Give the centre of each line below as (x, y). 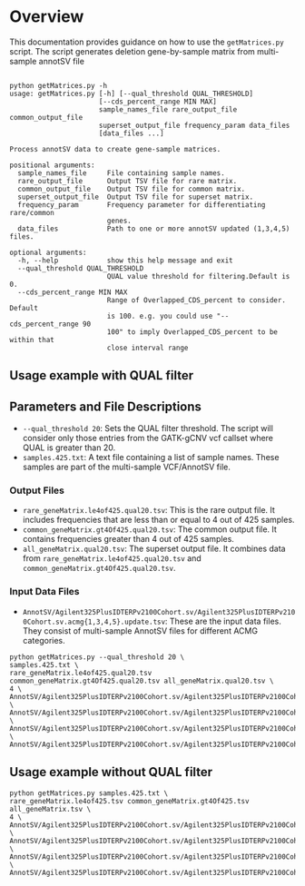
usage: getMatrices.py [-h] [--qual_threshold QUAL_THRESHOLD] (132, 94)
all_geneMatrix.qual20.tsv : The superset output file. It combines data (154, 549)
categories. (44, 640)
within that (32, 340)
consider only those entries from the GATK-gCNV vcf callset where (148, 438)
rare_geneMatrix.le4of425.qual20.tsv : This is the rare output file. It (148, 510)
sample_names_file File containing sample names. (121, 173)
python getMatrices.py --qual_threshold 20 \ (97, 657)
